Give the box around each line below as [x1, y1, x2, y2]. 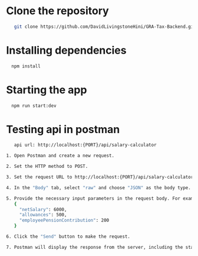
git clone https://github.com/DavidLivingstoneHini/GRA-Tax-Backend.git [14, 24, 196, 30]
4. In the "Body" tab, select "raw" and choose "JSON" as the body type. [6, 184, 192, 190]
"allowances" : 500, [19, 212, 67, 218]
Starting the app [6, 83, 87, 96]
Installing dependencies [6, 44, 127, 57]
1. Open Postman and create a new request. [6, 153, 115, 159]
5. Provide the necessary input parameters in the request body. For [6, 195, 181, 202]
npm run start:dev [11, 102, 57, 109]
